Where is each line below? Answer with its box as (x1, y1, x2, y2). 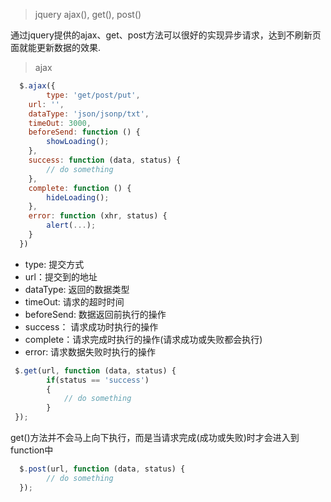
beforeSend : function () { (28, 127, 141, 138)
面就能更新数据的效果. (10, 42, 102, 53)
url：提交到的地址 (24, 270, 98, 283)
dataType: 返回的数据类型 (24, 283, 130, 295)
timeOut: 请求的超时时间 (24, 295, 125, 308)
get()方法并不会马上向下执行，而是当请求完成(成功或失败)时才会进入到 (10, 432, 300, 443)
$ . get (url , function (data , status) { (14, 365, 177, 376)
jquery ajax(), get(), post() (34, 9, 142, 20)
